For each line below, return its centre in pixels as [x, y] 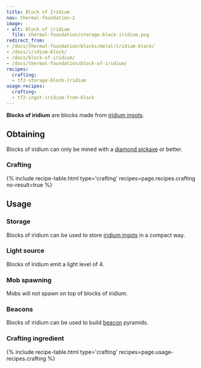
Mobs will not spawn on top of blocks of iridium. [67, 293]
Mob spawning [29, 280]
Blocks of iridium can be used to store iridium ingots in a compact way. [96, 235]
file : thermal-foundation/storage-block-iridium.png [81, 35]
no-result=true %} [29, 185]
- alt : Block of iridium [38, 29]
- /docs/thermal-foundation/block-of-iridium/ [67, 63]
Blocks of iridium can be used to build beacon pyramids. [78, 323]
